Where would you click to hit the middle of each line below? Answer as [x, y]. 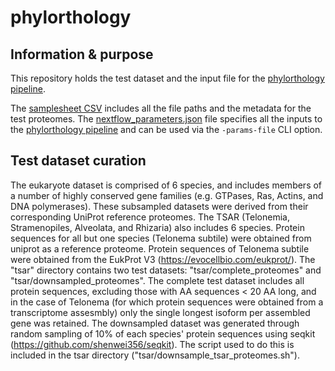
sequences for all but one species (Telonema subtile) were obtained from [161, 238]
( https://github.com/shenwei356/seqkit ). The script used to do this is [152, 344]
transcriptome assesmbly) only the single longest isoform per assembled [160, 312]
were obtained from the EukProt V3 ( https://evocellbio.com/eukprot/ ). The [163, 259]
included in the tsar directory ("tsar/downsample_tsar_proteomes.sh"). [155, 355]
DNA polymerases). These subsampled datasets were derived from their [159, 206]
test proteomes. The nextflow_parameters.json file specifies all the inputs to [166, 119]
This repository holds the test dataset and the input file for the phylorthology [167, 78]
